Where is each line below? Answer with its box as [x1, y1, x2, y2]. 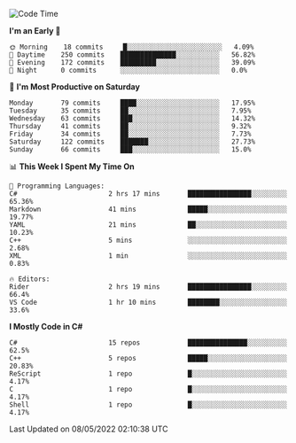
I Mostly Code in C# [9, 322, 83, 331]
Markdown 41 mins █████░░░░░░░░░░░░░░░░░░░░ [9, 205, 288, 214]
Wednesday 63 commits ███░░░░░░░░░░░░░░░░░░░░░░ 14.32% [9, 114, 255, 123]
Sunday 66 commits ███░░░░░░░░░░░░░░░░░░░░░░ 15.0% [9, 145, 252, 154]
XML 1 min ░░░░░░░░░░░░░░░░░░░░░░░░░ [9, 252, 288, 260]
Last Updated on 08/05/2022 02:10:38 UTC [9, 424, 168, 434]
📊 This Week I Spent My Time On [9, 161, 135, 172]
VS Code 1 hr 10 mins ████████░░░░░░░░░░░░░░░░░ [9, 298, 288, 307]
